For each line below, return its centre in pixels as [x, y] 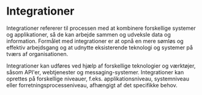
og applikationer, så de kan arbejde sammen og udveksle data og [89, 34]
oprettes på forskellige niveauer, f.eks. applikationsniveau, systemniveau [98, 79]
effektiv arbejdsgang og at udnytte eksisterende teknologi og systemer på [100, 47]
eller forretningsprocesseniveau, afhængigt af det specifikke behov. [92, 85]
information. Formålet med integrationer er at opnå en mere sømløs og [95, 41]
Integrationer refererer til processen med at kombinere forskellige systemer [101, 28]
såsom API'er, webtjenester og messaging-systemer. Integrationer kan [95, 72]
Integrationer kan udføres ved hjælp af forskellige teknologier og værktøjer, [101, 66]
